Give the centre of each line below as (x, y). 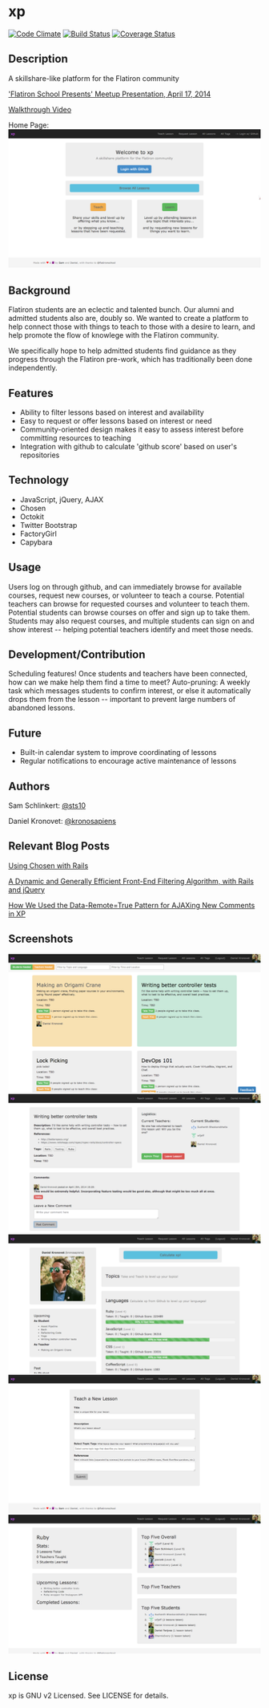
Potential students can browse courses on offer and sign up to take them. (129, 612)
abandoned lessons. (42, 708)
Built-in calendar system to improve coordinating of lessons (118, 753)
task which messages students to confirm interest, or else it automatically (130, 691)
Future (25, 733)
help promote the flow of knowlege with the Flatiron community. (114, 335)
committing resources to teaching (76, 438)
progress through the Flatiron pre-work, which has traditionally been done (130, 359)
